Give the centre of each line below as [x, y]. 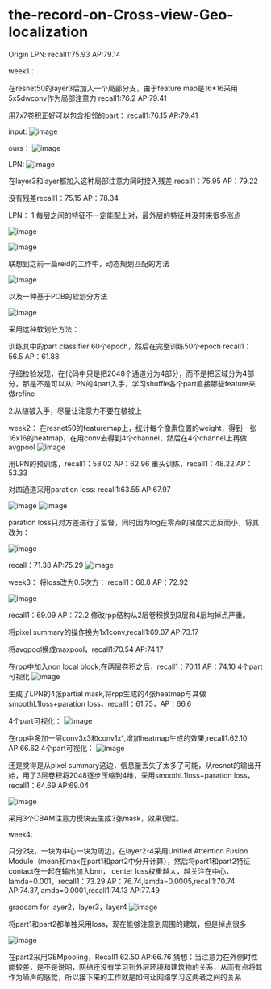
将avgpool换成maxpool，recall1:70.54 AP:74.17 [86, 649]
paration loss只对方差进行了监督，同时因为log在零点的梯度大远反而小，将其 [134, 522]
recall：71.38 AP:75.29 [46, 565]
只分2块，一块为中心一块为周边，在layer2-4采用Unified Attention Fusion [128, 851]
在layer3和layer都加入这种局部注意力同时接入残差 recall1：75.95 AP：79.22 [133, 181]
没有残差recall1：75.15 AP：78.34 [64, 198]
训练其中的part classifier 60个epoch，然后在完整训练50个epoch [115, 346]
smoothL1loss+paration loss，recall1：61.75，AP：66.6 [100, 703]
